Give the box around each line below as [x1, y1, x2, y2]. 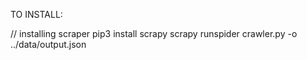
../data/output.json [10, 39, 87, 50]
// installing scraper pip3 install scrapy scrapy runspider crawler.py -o [10, 28, 298, 39]
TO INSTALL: [10, 9, 63, 20]
